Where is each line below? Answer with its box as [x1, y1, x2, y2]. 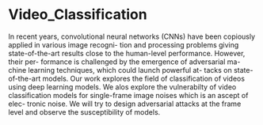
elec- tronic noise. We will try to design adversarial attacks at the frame [8, 99, 242, 108]
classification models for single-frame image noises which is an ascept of [8, 90, 249, 100]
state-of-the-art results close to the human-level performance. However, [8, 48, 246, 58]
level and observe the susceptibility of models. [8, 107, 161, 116]
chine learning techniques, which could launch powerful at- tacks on [8, 65, 232, 74]
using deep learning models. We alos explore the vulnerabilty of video [8, 81, 237, 92]
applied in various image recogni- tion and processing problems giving [8, 40, 239, 49]
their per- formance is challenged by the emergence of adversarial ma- [8, 57, 241, 66]
